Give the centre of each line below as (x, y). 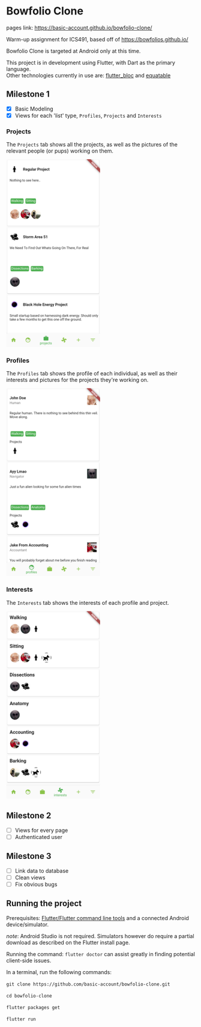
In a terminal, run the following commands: (59, 972)
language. (19, 69)
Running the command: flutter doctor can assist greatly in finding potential (100, 954)
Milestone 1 (28, 94)
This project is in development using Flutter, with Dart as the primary (91, 62)
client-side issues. (29, 960)
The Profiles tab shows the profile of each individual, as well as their (92, 374)
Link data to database (42, 871)
